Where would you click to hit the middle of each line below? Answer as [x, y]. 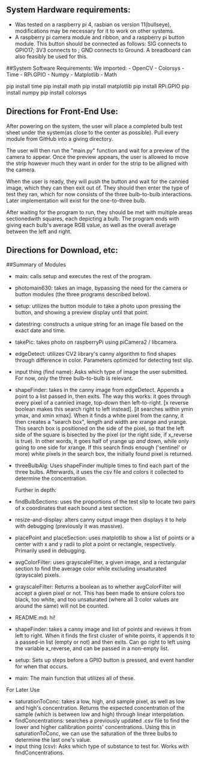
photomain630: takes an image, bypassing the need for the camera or [101, 288]
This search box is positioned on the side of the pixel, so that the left [99, 428]
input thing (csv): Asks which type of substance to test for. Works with [102, 747]
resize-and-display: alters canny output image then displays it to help [100, 520]
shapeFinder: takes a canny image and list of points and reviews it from [103, 629]
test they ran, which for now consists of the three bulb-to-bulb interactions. [99, 194]
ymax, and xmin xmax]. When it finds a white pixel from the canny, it [99, 415]
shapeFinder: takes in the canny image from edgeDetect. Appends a [99, 390]
